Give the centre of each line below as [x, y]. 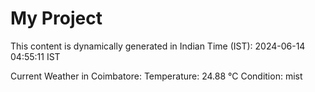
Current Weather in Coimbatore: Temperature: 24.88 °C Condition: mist [156, 76]
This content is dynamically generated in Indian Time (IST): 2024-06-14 [158, 46]
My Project [56, 18]
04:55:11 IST [35, 56]
